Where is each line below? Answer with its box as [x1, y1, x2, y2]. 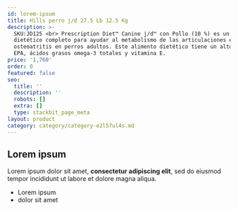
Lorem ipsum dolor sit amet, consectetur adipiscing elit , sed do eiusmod [7, 167, 222, 175]
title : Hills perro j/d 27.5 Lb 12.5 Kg [7, 17, 129, 24]
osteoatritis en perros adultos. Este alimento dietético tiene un [13, 43, 217, 50]
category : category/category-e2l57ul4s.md [7, 122, 135, 129]
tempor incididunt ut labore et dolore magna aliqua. [7, 175, 157, 183]
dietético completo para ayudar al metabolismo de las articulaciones [13, 37, 227, 44]
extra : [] [13, 103, 42, 110]
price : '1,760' [7, 57, 52, 64]
